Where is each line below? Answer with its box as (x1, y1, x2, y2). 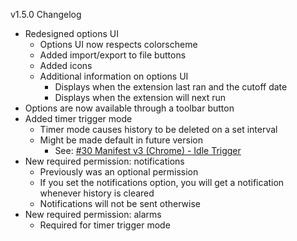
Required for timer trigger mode (39, 219, 171, 231)
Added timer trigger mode (24, 113, 133, 124)
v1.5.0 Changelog (10, 9, 82, 20)
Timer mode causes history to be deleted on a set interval (39, 124, 278, 135)
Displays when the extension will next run (54, 92, 227, 103)
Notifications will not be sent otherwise (39, 198, 202, 209)
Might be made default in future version (39, 134, 203, 146)
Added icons (39, 60, 93, 71)
